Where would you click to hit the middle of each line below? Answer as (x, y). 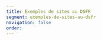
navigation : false (29, 22)
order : (14, 28)
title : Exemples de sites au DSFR (49, 11)
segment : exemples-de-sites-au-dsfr (51, 17)
